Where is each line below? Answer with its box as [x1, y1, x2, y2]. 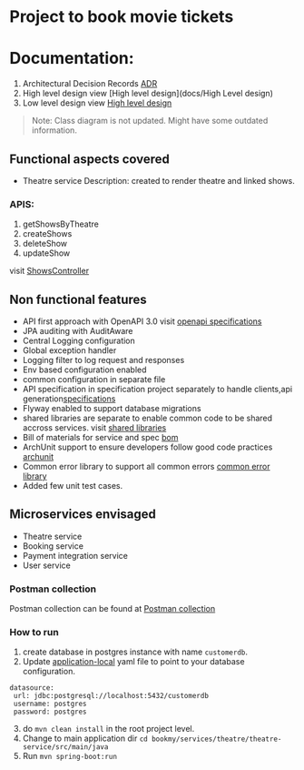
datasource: [9, 684, 54, 693]
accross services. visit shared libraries [22, 422, 167, 433]
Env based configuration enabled [22, 364, 147, 375]
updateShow [22, 248, 71, 258]
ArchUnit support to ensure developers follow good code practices [22, 441, 273, 452]
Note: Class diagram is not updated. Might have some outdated [31, 116, 269, 127]
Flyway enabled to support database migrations [22, 403, 201, 414]
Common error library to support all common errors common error [22, 461, 270, 472]
